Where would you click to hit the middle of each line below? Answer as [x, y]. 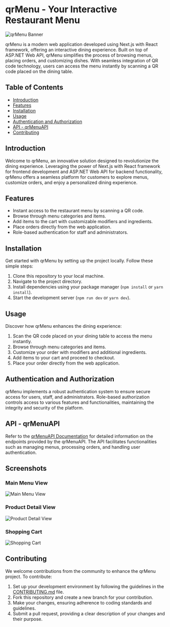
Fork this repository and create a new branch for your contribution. [83, 597]
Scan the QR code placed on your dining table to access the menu [82, 336]
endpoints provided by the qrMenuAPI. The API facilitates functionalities [81, 441]
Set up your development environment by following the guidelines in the [88, 586]
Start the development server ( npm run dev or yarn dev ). [71, 298]
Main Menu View [27, 483]
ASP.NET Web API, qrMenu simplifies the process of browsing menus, [79, 55]
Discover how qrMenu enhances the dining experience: [64, 326]
